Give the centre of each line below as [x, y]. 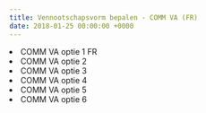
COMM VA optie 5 [54, 90]
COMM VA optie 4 [54, 80]
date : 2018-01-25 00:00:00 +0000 [72, 26]
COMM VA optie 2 [54, 61]
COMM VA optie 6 [54, 99]
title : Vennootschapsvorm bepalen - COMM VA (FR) [104, 17]
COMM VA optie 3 [54, 70]
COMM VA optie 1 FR [59, 51]
